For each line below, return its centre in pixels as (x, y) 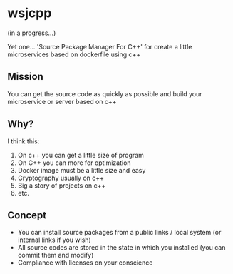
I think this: (24, 141)
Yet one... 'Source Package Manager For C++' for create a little (100, 46)
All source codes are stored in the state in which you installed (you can (121, 248)
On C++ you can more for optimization (74, 163)
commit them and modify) (56, 255)
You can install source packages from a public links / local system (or (119, 233)
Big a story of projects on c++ (62, 185)
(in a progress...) (32, 33)
